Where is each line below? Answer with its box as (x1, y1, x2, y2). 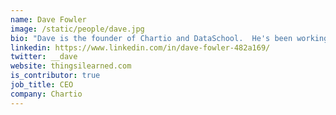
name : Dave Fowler (10, 14, 87, 25)
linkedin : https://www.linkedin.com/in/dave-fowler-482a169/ (10, 42, 271, 53)
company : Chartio (10, 89, 83, 99)
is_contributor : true (10, 71, 101, 81)
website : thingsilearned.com (10, 61, 132, 71)
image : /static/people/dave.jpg (10, 24, 145, 34)
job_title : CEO (10, 80, 74, 90)
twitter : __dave (10, 52, 78, 62)
